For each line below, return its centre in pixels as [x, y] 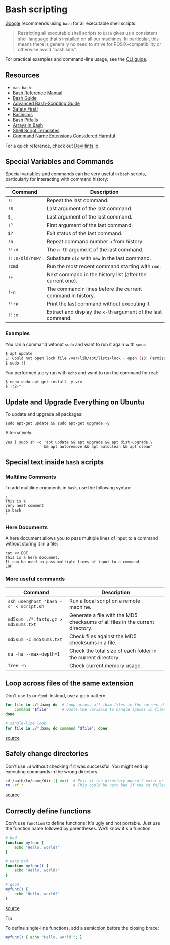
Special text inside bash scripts [55, 462]
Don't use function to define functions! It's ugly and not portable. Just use [83, 823]
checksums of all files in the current [112, 622]
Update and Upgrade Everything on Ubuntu [75, 402]
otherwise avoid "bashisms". [47, 49]
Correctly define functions [48, 811]
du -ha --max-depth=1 [34, 654]
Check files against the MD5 [103, 636]
